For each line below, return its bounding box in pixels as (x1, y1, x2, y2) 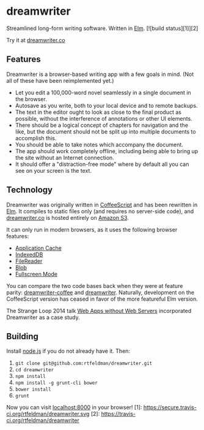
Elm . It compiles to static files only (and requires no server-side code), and (6, 207, 194, 215)
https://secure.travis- (143, 404, 197, 411)
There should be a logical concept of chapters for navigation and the (15, 121, 188, 129)
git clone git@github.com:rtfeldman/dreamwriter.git (15, 360, 153, 367)
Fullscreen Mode (15, 270, 58, 277)
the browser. (15, 95, 47, 102)
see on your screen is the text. (15, 167, 92, 174)
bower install (15, 387, 51, 393)
